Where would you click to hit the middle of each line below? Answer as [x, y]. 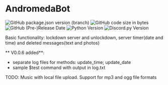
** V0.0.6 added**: [25, 52]
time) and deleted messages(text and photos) [52, 42]
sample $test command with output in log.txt [59, 67]
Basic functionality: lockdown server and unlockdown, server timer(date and [84, 37]
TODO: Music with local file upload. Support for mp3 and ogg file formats [81, 77]
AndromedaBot [38, 9]
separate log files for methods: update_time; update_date [72, 62]
